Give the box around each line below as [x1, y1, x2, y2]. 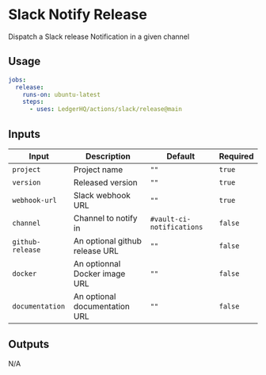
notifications [150, 222, 203, 232]
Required [218, 151, 254, 162]
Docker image [74, 268, 126, 279]
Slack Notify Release [8, 6, 148, 24]
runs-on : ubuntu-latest [22, 90, 101, 98]
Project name [74, 164, 123, 175]
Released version [74, 177, 139, 188]
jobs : [8, 75, 26, 84]
